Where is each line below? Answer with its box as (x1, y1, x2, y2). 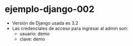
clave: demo (19, 36, 45, 42)
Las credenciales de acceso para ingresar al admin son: (12, 25, 128, 31)
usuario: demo (19, 30, 50, 36)
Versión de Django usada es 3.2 (12, 20, 79, 26)
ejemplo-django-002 (5, 3, 95, 15)
